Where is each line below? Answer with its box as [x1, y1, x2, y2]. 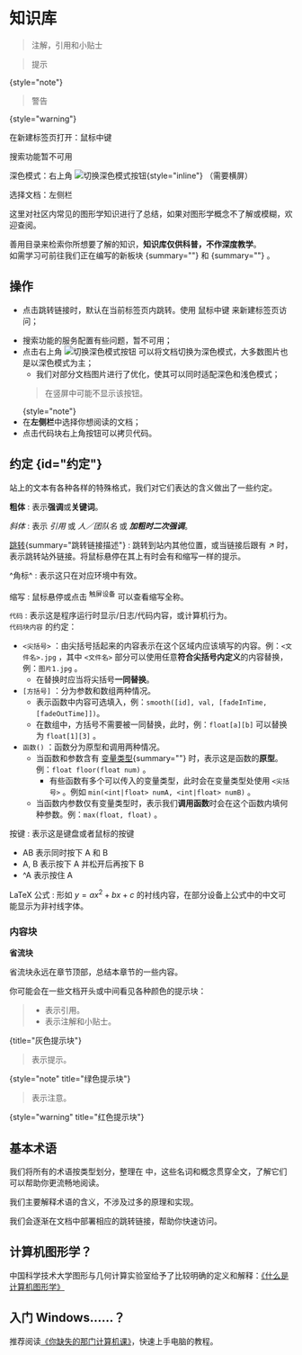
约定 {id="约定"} [9, 456, 103, 472]
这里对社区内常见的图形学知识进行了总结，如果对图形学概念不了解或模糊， [9, 208, 285, 219]
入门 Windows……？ [9, 1310, 126, 1325]
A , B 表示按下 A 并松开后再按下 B [22, 858, 145, 869]
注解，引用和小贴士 [31, 40, 103, 50]
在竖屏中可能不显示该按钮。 [44, 388, 148, 399]
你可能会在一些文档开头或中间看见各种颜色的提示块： [9, 986, 207, 997]
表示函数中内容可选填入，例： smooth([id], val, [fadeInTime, [35, 696, 268, 707]
